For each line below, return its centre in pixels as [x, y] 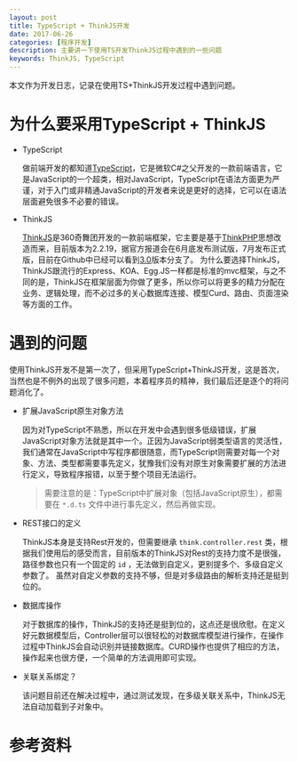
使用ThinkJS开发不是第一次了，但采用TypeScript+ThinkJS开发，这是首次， [146, 369]
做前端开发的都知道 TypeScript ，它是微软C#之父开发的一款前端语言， [148, 168]
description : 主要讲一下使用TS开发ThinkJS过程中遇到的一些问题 [116, 51]
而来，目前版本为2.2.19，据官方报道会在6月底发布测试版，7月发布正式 [158, 248]
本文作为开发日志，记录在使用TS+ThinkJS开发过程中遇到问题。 [125, 85]
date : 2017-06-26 [41, 34]
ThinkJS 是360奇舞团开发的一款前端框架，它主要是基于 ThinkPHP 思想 [148, 237]
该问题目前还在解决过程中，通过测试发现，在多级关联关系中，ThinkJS [149, 695]
